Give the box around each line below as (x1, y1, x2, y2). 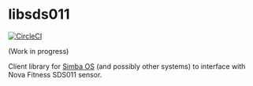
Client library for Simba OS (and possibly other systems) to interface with (8, 61, 246, 71)
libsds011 (8, 5, 70, 23)
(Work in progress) (8, 46, 69, 56)
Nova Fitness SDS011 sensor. (8, 70, 102, 79)
